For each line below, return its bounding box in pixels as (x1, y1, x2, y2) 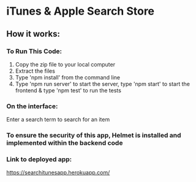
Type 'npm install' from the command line (15, 73, 121, 81)
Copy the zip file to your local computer (15, 60, 115, 68)
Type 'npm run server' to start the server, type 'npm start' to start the (15, 80, 190, 87)
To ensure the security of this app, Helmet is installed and (6, 131, 182, 140)
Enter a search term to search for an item (6, 116, 110, 123)
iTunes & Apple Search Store (6, 4, 155, 18)
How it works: (6, 29, 60, 39)
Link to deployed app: (6, 155, 72, 164)
